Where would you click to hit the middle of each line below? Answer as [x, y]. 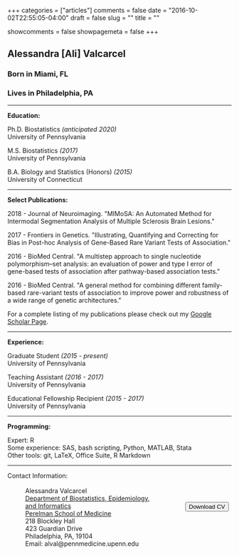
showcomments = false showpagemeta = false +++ [83, 32]
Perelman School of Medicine [68, 513]
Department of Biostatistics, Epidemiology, [87, 498]
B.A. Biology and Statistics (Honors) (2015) [70, 172]
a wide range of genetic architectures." [65, 300]
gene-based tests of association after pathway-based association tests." [114, 271]
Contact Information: [38, 475]
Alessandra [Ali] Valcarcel [67, 54]
